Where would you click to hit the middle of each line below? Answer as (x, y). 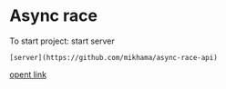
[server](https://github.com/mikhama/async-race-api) (114, 57)
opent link (28, 74)
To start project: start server (62, 41)
